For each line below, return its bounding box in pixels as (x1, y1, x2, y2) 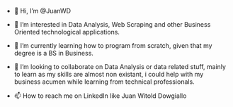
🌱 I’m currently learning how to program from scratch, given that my (13, 42, 212, 49)
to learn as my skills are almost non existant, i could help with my (13, 70, 204, 78)
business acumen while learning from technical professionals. (13, 77, 195, 86)
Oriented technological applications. (13, 28, 120, 36)
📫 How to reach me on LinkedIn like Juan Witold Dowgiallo (13, 92, 187, 100)
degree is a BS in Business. (13, 49, 94, 57)
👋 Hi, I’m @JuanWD (13, 7, 72, 15)
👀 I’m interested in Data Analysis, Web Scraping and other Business (13, 20, 211, 28)
